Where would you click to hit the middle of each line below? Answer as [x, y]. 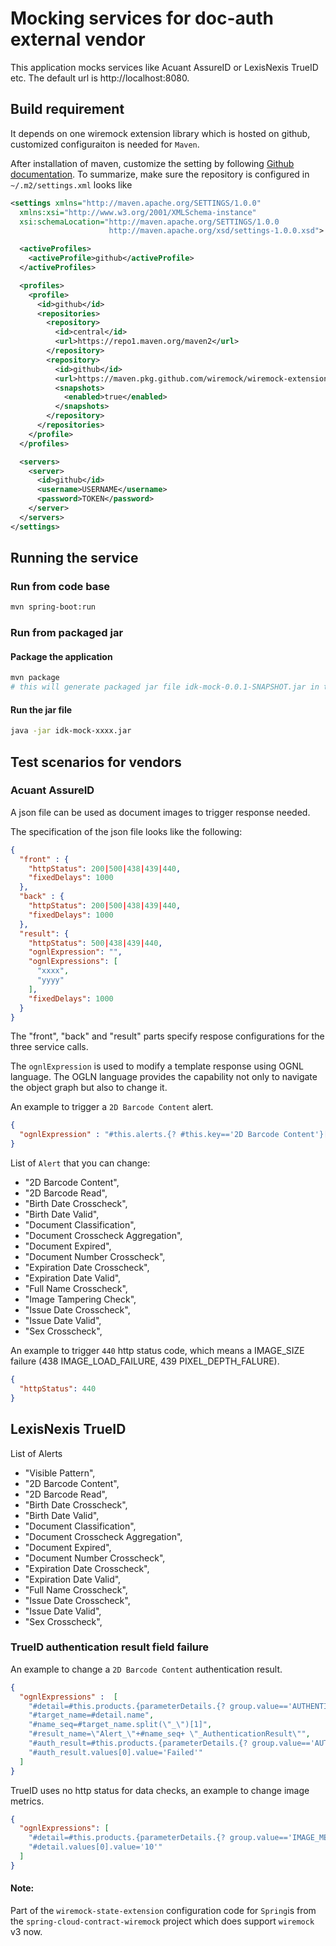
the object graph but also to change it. [89, 1088]
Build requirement [67, 109]
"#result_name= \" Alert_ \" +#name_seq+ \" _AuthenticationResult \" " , [169, 1734]
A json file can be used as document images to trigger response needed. [160, 812]
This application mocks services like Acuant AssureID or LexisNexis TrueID [164, 67]
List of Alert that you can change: [80, 1163]
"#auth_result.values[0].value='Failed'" [115, 1752]
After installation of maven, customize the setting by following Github [152, 163]
